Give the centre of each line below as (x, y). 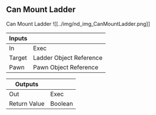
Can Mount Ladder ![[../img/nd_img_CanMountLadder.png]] (78, 23)
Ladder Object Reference (68, 58)
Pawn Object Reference (66, 67)
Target (18, 58)
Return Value (27, 103)
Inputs (18, 38)
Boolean (62, 103)
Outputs (27, 84)
